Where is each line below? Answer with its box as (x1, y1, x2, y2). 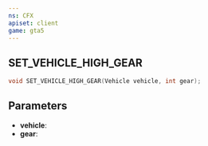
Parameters (8, 99, 68, 112)
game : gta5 (8, 26, 45, 34)
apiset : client (8, 19, 59, 27)
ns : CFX (8, 11, 34, 20)
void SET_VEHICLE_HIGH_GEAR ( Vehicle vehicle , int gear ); (8, 77, 202, 85)
